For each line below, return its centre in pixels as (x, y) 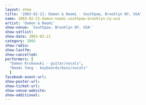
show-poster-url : (23, 81)
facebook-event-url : (26, 77)
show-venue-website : (26, 90)
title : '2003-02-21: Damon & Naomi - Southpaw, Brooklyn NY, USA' (73, 14)
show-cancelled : (21, 54)
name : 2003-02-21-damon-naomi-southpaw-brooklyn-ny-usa (63, 18)
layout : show (18, 9)
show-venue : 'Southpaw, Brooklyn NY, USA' (49, 28)
